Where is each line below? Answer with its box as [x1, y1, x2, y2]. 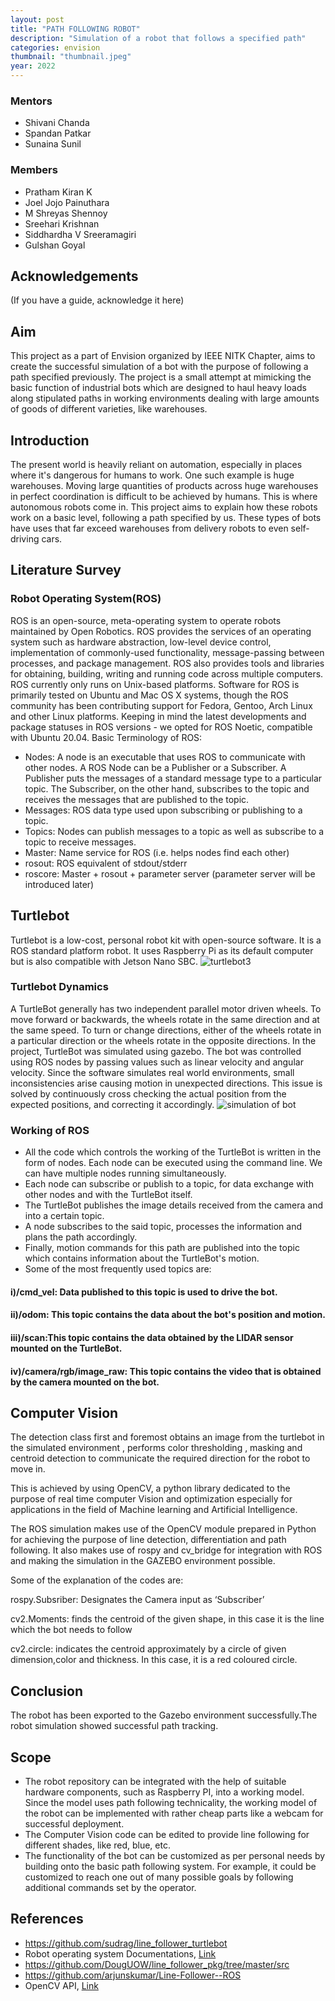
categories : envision [10, 42, 101, 53]
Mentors [10, 94, 53, 108]
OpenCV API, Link [24, 1979, 99, 1991]
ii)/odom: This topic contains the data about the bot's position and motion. [10, 1309, 326, 1321]
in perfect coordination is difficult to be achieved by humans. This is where [10, 491, 318, 503]
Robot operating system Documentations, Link [24, 1947, 217, 1960]
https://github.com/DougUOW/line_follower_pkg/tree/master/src [24, 1958, 290, 1970]
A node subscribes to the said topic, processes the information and [24, 1221, 302, 1233]
